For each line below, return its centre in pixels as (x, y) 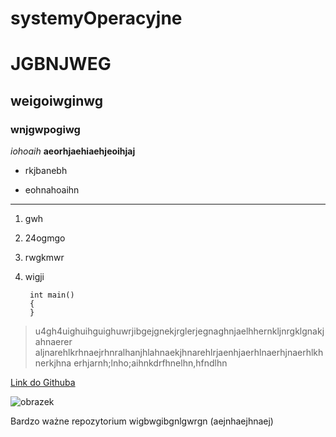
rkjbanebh (46, 171)
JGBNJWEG (61, 64)
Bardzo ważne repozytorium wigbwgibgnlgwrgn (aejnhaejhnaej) (142, 421)
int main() (52, 295)
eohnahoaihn (52, 190)
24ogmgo (45, 238)
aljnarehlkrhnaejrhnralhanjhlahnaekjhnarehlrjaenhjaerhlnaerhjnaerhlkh (179, 353)
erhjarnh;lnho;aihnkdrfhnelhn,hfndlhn (150, 363)
